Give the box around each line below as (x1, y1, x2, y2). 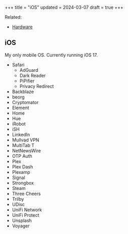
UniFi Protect (12, 212, 40, 218)
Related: (5, 14, 22, 20)
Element (12, 105, 30, 111)
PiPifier (19, 78, 35, 84)
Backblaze (12, 88, 34, 95)
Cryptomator (12, 99, 39, 105)
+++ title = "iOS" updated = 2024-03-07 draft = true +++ (5, 5, 124, 10)
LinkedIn (12, 131, 30, 137)
